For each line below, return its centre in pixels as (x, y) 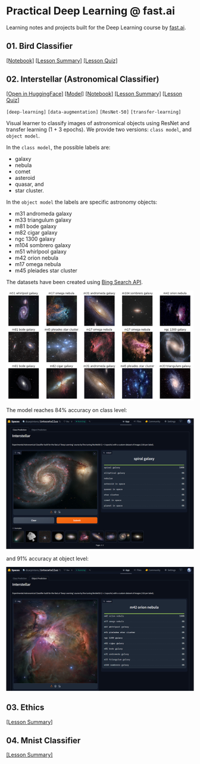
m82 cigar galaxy (36, 232)
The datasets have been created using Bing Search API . (74, 282)
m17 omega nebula (38, 264)
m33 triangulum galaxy (43, 220)
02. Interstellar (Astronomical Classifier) (83, 79)
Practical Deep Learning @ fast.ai (91, 11)
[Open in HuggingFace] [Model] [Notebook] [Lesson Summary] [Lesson (94, 93)
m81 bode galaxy (36, 226)
